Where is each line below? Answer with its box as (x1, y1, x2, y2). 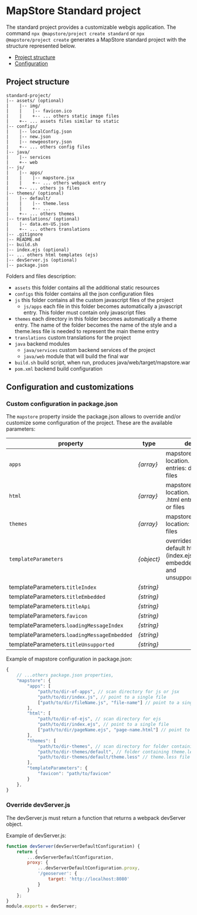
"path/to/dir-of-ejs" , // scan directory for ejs (37, 716, 161, 722)
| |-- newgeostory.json (6, 139, 72, 145)
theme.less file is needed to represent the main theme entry (14, 327, 159, 334)
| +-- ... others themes (6, 210, 75, 217)
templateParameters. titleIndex (9, 583, 97, 591)
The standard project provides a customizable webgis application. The (6, 24, 176, 31)
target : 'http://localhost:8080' (47, 876, 130, 882)
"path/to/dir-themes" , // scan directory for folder (37, 743, 169, 749)
